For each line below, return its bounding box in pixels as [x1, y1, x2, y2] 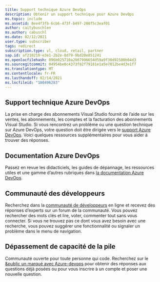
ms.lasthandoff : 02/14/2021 [5, 76, 62, 80]
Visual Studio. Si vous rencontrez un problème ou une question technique [5, 122, 153, 128]
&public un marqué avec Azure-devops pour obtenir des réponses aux [5, 260, 146, 266]
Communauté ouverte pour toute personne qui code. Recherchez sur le [5, 256, 149, 261]
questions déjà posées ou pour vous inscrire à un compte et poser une [5, 266, 147, 272]
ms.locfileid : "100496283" [5, 80, 60, 85]
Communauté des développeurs [5, 189, 105, 198]
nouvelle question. [5, 271, 42, 277]
